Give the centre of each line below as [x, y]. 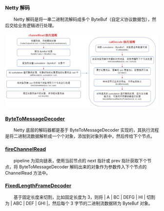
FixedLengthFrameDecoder [38, 186]
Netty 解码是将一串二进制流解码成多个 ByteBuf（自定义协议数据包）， [83, 19]
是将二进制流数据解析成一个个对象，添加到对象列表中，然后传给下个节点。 [80, 136]
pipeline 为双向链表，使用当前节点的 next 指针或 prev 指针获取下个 [80, 160]
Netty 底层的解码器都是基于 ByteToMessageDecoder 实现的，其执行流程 [86, 130]
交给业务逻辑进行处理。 [33, 26]
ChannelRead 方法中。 [28, 173]
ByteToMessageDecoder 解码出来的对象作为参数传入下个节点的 [83, 167]
